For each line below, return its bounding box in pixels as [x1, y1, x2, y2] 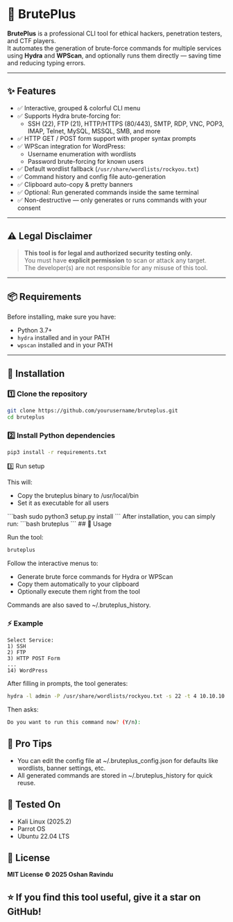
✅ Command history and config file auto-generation [17, 172, 166, 181]
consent [17, 203, 41, 212]
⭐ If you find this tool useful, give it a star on [7, 891, 201, 903]
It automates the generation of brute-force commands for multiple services [7, 44, 222, 52]
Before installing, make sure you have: [7, 312, 116, 321]
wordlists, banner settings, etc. [17, 764, 106, 772]
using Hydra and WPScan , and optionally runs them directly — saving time [7, 51, 222, 60]
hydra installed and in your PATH [17, 333, 110, 342]
